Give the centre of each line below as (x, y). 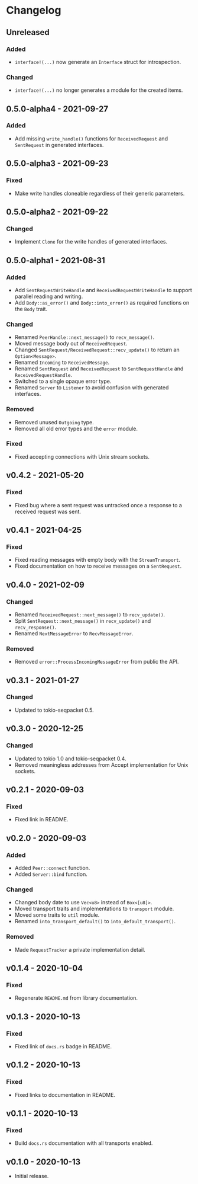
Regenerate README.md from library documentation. (76, 998)
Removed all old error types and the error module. (76, 428)
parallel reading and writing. (49, 296)
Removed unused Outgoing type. (54, 422)
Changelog (34, 10)
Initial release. (32, 1176)
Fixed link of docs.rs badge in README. (63, 1046)
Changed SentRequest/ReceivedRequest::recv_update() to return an (97, 350)
